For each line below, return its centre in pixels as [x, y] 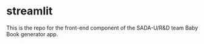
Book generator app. [32, 34]
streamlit [30, 11]
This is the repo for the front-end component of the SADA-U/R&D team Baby [102, 28]
